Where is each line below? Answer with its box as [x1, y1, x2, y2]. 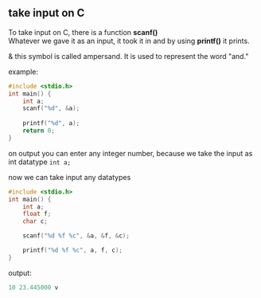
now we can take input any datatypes [8, 172, 131, 182]
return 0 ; [22, 127, 56, 135]
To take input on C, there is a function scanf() [8, 27, 158, 37]
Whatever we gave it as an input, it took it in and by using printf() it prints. [8, 36, 250, 45]
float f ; [22, 210, 52, 218]
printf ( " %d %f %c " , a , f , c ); [22, 246, 123, 254]
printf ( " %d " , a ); [22, 120, 80, 127]
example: [8, 67, 38, 76]
